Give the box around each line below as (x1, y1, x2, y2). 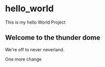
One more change (5, 56, 42, 62)
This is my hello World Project (5, 19, 66, 25)
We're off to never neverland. (5, 46, 65, 52)
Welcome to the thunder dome (5, 33, 101, 42)
